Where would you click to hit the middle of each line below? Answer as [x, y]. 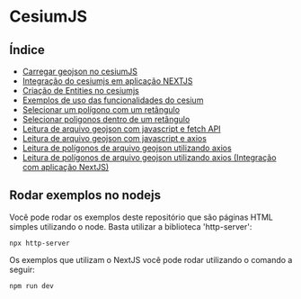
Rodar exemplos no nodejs [85, 195]
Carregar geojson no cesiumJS [80, 71]
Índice [27, 50]
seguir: [22, 269]
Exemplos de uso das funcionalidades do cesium [113, 100]
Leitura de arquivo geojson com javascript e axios [114, 138]
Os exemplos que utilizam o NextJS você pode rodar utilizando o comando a [151, 259]
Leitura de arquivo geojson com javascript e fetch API [122, 129]
